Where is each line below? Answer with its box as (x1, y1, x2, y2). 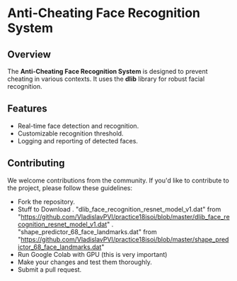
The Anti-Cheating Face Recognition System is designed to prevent (7, 67, 208, 75)
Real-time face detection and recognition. (17, 121, 139, 130)
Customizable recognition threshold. (17, 129, 124, 138)
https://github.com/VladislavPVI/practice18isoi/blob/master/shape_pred (21, 235, 229, 243)
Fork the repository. (17, 197, 76, 206)
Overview (7, 48, 52, 60)
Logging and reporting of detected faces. (17, 136, 138, 145)
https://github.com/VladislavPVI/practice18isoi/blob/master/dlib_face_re (21, 212, 230, 221)
